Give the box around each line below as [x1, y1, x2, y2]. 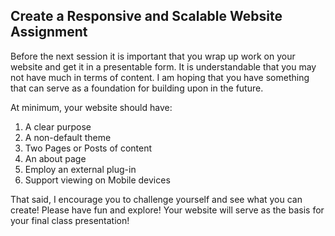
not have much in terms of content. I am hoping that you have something [10, 71, 310, 83]
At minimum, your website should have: [10, 101, 173, 113]
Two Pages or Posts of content [24, 142, 153, 154]
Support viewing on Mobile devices [24, 174, 171, 186]
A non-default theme [24, 131, 112, 143]
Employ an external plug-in [24, 163, 137, 175]
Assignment [10, 24, 88, 41]
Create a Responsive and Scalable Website [10, 8, 283, 25]
